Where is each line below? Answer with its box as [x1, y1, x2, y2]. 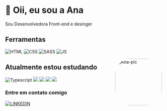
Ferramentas [5, 35, 46, 44]
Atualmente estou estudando [5, 63, 97, 72]
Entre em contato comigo [5, 89, 68, 96]
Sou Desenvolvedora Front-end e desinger [5, 21, 92, 27]
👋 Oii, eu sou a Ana [5, 4, 84, 16]
